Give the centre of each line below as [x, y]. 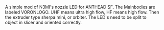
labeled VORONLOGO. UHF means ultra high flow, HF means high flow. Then [82, 12]
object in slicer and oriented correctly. [43, 22]
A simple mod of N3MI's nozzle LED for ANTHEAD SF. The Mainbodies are [80, 7]
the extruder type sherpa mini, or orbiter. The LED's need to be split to [76, 17]
